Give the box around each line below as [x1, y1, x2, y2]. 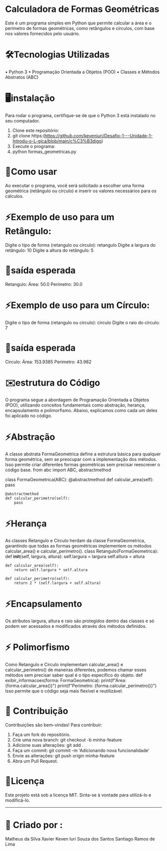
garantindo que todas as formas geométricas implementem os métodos [5, 543, 152, 549]
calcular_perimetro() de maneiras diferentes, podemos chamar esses [5, 667, 147, 673]
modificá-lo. [5, 797, 30, 803]
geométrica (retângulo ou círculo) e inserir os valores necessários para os [5, 188, 157, 194]
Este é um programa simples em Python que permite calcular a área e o [5, 20, 152, 26]
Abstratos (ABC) [5, 74, 39, 80]
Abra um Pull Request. [12, 758, 58, 764]
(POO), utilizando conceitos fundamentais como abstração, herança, [5, 402, 146, 408]
